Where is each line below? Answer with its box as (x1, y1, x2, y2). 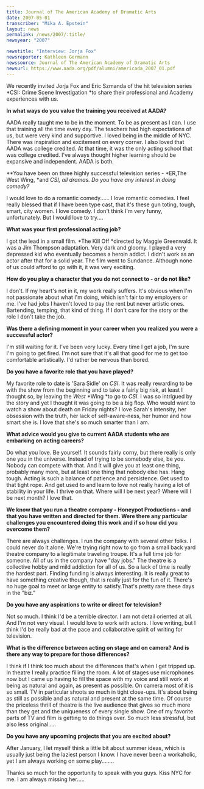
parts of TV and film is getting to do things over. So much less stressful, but (6, 714, 196, 721)
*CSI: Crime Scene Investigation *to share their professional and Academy (6, 88, 194, 96)
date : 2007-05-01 (6, 15, 51, 21)
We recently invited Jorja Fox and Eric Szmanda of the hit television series (6, 82, 192, 89)
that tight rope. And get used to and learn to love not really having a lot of (6, 481, 191, 488)
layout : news (6, 26, 40, 32)
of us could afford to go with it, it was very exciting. (6, 263, 135, 270)
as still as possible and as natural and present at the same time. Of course (6, 694, 192, 702)
